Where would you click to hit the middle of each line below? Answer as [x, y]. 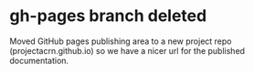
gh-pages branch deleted [108, 16]
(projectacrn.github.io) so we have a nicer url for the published [127, 50]
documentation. [39, 60]
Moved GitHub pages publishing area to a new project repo [121, 41]
